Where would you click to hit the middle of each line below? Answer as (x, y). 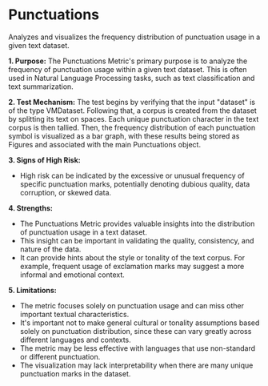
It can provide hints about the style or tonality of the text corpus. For (132, 257)
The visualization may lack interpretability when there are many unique (136, 365)
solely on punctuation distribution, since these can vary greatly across (136, 331)
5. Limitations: (33, 290)
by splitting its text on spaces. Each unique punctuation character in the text (134, 119)
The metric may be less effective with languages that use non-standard (138, 348)
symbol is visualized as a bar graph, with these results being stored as (124, 136)
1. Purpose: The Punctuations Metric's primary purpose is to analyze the (128, 61)
